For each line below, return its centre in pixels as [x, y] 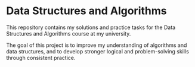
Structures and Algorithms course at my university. [69, 33]
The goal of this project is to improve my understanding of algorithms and [97, 45]
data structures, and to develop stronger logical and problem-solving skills [97, 51]
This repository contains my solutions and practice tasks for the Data [91, 27]
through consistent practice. [41, 58]
